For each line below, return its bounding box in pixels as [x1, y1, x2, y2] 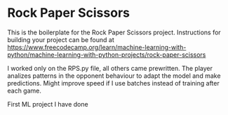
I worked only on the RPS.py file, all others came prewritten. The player [7, 64, 213, 72]
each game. [7, 86, 42, 95]
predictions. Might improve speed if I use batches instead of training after [7, 79, 220, 87]
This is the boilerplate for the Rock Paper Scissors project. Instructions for [7, 28, 221, 36]
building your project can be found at [7, 35, 114, 43]
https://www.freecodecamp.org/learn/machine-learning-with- [7, 43, 187, 51]
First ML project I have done [7, 100, 89, 108]
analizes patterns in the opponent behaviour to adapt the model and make [7, 72, 221, 80]
